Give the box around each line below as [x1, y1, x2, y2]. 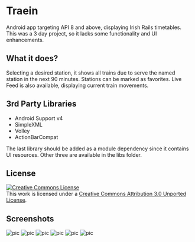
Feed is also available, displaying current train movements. [6, 82, 149, 89]
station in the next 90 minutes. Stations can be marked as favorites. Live [6, 75, 182, 82]
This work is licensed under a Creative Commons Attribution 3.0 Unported [6, 191, 187, 198]
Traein [6, 4, 38, 18]
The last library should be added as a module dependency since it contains [6, 145, 189, 152]
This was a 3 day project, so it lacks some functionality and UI [6, 30, 157, 37]
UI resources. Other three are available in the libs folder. [6, 151, 142, 158]
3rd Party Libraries [6, 99, 77, 109]
